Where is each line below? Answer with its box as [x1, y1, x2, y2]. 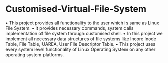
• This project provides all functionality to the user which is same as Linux [5, 20, 159, 26]
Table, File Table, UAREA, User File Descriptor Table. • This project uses [5, 41, 156, 47]
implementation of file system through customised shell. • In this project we [5, 30, 163, 36]
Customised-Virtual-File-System [5, 3, 147, 15]
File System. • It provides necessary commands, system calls [5, 25, 134, 31]
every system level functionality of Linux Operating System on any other [5, 46, 156, 52]
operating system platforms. [5, 51, 64, 58]
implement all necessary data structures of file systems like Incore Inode [5, 36, 157, 42]
